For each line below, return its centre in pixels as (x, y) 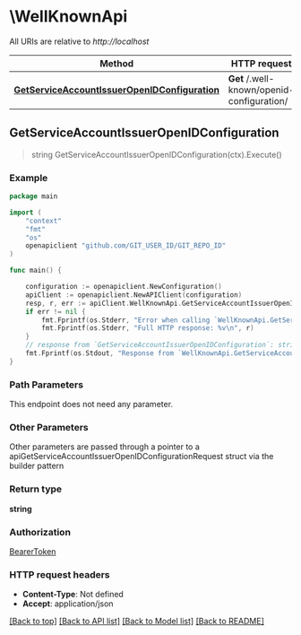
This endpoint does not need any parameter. (91, 404)
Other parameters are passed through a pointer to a (104, 447)
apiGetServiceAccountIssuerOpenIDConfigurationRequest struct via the (142, 457)
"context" (44, 221)
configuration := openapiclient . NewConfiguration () (124, 287)
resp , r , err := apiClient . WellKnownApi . (103, 303)
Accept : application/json (68, 604)
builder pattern (37, 466)
